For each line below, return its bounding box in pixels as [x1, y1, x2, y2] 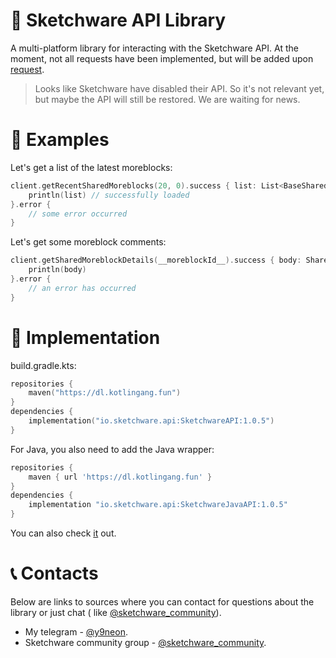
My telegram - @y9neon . [24, 626, 128, 638]
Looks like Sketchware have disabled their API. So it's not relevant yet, [34, 82, 325, 94]
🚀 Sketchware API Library [10, 9, 227, 32]
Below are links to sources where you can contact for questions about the [10, 596, 315, 608]
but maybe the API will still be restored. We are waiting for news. [34, 93, 301, 105]
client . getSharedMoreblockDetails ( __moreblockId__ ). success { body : [10, 255, 302, 266]
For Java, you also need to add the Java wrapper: [10, 443, 215, 455]
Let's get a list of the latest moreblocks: [10, 161, 173, 173]
